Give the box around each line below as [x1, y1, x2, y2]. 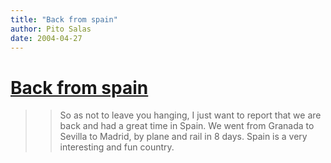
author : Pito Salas [10, 24, 92, 34]
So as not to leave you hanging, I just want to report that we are [59, 109, 322, 121]
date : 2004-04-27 [10, 33, 83, 43]
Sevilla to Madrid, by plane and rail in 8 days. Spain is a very [59, 131, 308, 143]
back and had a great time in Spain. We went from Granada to [59, 120, 315, 132]
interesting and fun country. [59, 141, 175, 153]
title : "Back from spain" [10, 14, 118, 25]
